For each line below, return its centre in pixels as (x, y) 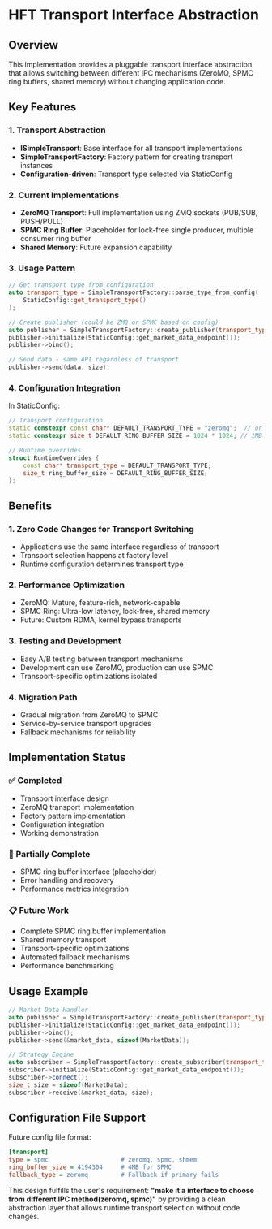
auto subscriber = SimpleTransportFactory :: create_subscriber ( (117, 1062)
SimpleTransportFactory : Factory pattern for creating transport (126, 157)
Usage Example (49, 991)
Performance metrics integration (74, 889)
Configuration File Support (77, 1118)
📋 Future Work (38, 910)
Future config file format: (50, 1137)
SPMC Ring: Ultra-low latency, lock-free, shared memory (115, 612)
